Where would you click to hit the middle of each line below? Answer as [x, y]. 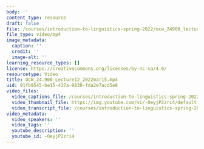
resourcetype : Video [32, 74]
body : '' [17, 12]
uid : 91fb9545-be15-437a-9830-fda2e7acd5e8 [62, 86]
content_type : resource [36, 18]
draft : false [23, 23]
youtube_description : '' [43, 131]
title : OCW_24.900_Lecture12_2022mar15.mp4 [62, 80]
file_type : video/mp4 [34, 35]
